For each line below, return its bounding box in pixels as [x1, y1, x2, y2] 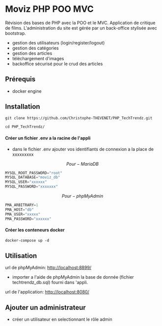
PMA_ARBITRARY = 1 [5, 203, 38, 208]
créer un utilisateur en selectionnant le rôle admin [12, 317, 113, 323]
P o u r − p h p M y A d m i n [61, 193, 104, 199]
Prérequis [5, 75, 36, 83]
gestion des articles [12, 50, 53, 56]
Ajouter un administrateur [5, 303, 86, 312]
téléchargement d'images [12, 55, 64, 61]
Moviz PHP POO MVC [5, 3, 94, 15]
